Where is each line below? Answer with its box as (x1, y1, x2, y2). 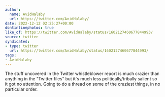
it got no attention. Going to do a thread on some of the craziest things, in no (5, 81, 161, 87)
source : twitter (5, 35, 38, 40)
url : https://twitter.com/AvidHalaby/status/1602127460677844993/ (9, 48, 149, 53)
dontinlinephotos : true (5, 25, 54, 30)
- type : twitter (5, 44, 38, 48)
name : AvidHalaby (9, 12, 45, 17)
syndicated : (5, 39, 30, 44)
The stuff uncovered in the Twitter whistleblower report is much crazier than (5, 71, 160, 76)
